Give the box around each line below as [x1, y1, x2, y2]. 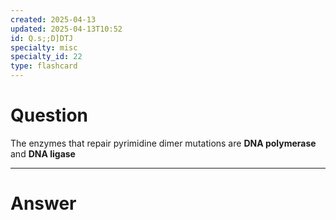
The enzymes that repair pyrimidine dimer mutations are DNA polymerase [10, 137, 317, 149]
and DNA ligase [10, 147, 76, 160]
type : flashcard [10, 61, 78, 71]
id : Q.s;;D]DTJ [10, 33, 74, 43]
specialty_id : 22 [10, 52, 83, 62]
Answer [10, 192, 77, 215]
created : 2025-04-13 [10, 14, 97, 25]
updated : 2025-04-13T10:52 [10, 24, 123, 34]
